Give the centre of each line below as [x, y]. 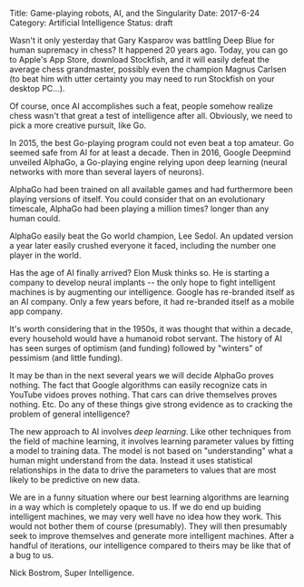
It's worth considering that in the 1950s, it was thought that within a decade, [151, 329]
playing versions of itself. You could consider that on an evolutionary [137, 199]
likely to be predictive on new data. [75, 479]
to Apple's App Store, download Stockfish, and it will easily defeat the [140, 59]
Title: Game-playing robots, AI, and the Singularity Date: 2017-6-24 [135, 13]
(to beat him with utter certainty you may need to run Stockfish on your [142, 79]
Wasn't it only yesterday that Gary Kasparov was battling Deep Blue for [142, 40]
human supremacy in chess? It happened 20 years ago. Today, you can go [149, 50]
